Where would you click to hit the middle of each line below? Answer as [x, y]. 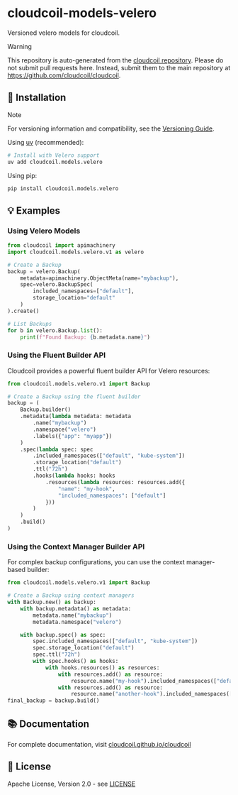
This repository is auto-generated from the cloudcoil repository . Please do [115, 60]
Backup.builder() [46, 410]
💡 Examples [34, 210]
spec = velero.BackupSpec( [57, 285]
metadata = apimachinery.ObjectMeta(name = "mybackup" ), [100, 278]
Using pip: [22, 175]
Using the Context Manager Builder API [76, 547]
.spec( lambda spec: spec [57, 449]
